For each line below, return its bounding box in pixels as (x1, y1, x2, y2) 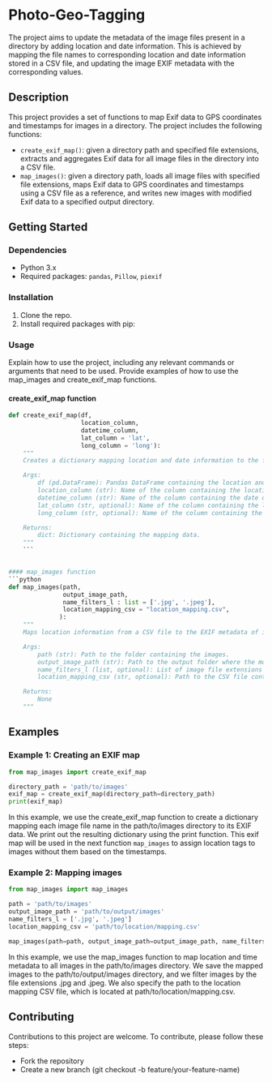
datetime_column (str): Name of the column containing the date (37, 493, 259, 502)
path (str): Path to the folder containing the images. (37, 650, 230, 659)
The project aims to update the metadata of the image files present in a (8, 32, 245, 42)
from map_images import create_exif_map (8, 768, 147, 776)
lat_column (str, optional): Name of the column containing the (37, 501, 259, 509)
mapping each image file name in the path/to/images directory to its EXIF (8, 821, 253, 831)
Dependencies (8, 245, 67, 256)
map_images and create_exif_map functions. (8, 375, 158, 384)
